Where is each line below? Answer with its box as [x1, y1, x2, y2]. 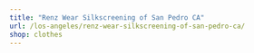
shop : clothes [9, 30, 63, 39]
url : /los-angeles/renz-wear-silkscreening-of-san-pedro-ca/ [9, 22, 246, 31]
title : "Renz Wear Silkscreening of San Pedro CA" [9, 13, 205, 22]
